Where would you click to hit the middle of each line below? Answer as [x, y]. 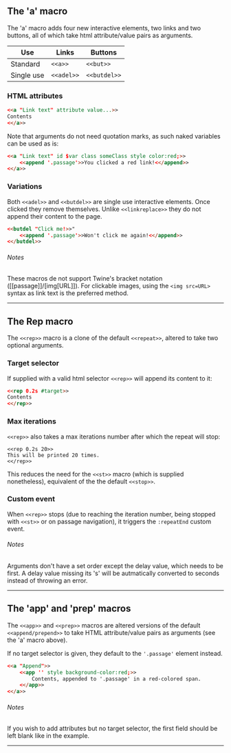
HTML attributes [35, 96]
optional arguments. [35, 345]
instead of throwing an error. [47, 581]
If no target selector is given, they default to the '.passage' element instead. [115, 653]
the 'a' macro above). [37, 640]
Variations [25, 187]
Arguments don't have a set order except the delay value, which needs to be [115, 566]
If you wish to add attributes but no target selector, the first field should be [112, 729]
